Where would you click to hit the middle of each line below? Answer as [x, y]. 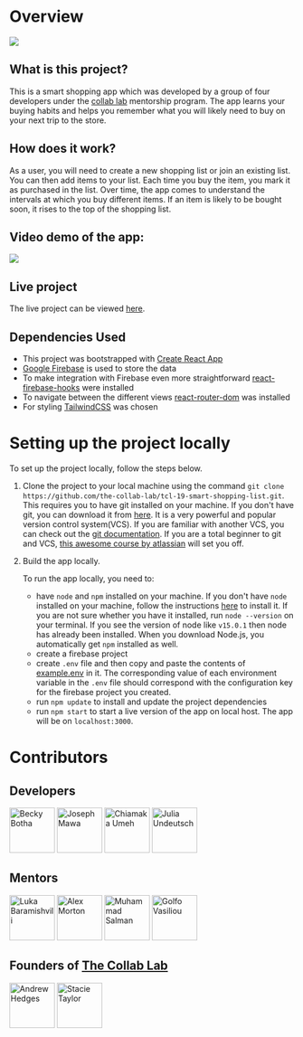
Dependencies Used [68, 337]
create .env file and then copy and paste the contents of [141, 663]
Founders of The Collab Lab [89, 966]
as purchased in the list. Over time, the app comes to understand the [137, 189]
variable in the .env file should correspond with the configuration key [165, 682]
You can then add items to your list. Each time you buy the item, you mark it [150, 180]
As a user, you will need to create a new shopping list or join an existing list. [150, 170]
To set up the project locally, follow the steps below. [106, 468]
